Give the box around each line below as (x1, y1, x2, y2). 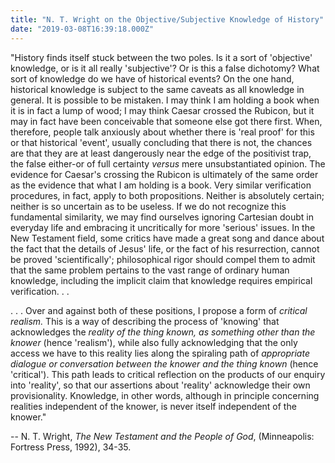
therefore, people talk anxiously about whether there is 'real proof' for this (10, 126, 315, 138)
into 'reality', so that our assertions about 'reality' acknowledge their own (10, 379, 311, 391)
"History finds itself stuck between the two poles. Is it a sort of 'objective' (10, 51, 313, 63)
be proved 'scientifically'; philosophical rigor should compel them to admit (10, 253, 316, 265)
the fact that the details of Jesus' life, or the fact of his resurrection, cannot (10, 242, 320, 255)
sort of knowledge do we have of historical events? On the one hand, (10, 72, 295, 85)
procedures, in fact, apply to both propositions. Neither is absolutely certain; (10, 189, 325, 201)
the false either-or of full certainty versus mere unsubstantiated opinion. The (10, 157, 326, 170)
